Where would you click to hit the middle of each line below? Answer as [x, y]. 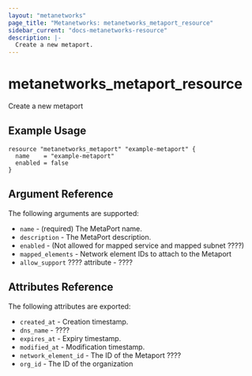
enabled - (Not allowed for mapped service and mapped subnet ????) [132, 245]
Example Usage [47, 131]
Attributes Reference [61, 287]
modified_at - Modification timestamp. [82, 347]
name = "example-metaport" [65, 156]
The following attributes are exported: [70, 306]
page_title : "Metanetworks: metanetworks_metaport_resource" [111, 23]
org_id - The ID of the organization [76, 363]
